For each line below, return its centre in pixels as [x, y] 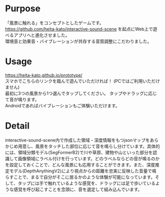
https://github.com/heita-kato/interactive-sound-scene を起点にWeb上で [79, 29]
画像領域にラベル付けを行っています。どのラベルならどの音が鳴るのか [89, 159]
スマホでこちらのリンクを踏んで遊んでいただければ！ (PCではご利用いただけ [82, 81]
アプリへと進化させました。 [42, 35]
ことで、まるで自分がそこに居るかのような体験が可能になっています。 [84, 177]
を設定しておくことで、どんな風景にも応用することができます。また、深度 [80, 164]
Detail [17, 126]
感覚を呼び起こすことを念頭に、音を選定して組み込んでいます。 [78, 189]
